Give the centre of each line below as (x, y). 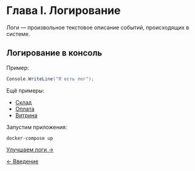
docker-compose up (30, 138)
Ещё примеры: (25, 90)
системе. (18, 33)
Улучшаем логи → (30, 149)
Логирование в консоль (54, 53)
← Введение (22, 161)
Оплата (25, 109)
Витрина (26, 115)
